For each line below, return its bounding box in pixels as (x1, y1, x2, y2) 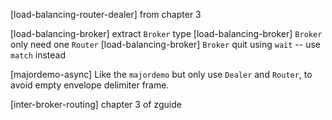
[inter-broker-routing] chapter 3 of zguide (10, 99, 182, 110)
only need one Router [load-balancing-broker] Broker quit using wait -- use (10, 39, 321, 50)
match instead (10, 49, 66, 61)
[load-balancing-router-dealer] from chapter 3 (10, 9, 202, 20)
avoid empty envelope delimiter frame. (10, 79, 170, 91)
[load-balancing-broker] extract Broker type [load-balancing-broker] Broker (10, 28, 323, 39)
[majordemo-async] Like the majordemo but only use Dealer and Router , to (10, 69, 313, 80)
